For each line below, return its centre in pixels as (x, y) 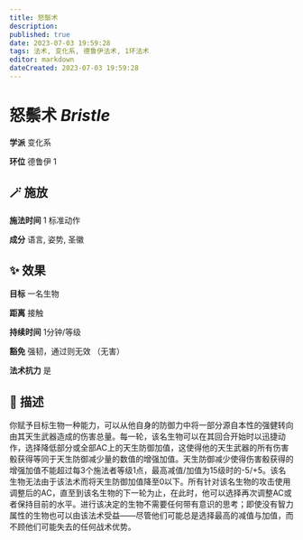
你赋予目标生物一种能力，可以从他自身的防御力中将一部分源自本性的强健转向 (151, 425)
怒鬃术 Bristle (60, 116)
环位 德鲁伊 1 (33, 161)
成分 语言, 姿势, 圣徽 (46, 239)
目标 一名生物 (34, 293)
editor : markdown (42, 60)
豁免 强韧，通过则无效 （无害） (67, 351)
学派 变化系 (30, 142)
